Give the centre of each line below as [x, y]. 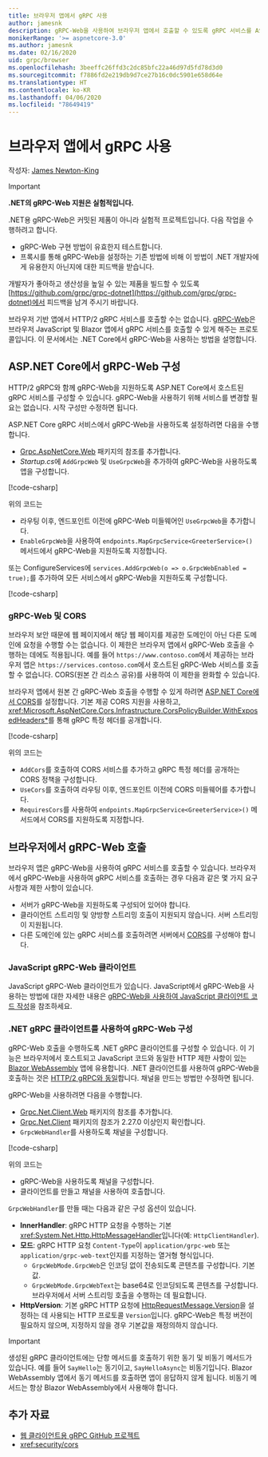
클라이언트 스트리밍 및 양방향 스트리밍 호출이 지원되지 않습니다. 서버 [125, 915]
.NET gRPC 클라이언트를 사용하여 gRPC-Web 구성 [100, 1029]
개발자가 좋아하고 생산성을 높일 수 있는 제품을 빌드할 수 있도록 [104, 284]
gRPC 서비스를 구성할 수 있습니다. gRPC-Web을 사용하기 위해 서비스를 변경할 [129, 397]
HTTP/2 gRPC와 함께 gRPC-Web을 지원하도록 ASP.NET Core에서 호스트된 [126, 387]
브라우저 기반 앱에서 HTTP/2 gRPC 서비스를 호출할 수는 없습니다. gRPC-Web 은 [132, 320]
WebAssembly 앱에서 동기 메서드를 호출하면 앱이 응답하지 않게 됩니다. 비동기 [128, 1377]
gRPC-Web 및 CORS [47, 616]
